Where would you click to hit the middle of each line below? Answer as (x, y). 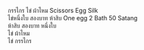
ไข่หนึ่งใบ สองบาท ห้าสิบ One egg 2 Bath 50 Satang (73, 18)
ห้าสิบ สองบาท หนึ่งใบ (32, 26)
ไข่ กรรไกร (20, 41)
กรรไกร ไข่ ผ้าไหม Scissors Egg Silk (53, 10)
